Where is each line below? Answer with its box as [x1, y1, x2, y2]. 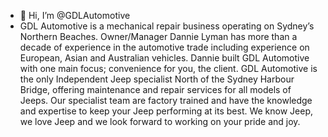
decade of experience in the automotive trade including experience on [19, 41, 310, 53]
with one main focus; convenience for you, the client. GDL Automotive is [19, 63, 318, 74]
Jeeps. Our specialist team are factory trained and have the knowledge [19, 95, 313, 106]
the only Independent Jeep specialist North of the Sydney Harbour [19, 73, 295, 85]
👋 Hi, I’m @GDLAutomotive [19, 10, 131, 21]
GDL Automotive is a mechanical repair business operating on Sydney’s [19, 20, 315, 32]
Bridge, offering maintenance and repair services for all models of [19, 84, 292, 95]
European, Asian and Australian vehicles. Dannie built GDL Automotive [19, 52, 310, 64]
